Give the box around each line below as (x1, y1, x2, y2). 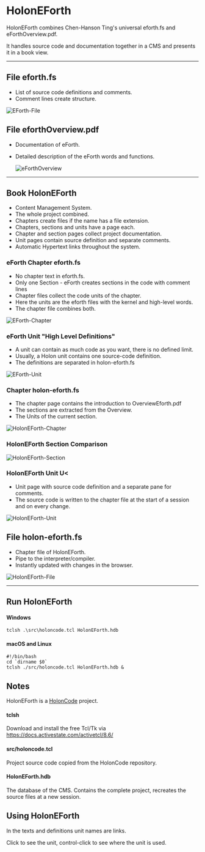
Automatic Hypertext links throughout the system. (15, 243, 141, 251)
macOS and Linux (6, 640, 52, 647)
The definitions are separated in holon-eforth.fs (15, 358, 135, 366)
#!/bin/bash (6, 654, 37, 660)
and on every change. (15, 502, 71, 509)
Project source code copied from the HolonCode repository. (6, 759, 157, 766)
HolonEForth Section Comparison (6, 440, 108, 448)
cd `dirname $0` (6, 659, 48, 665)
